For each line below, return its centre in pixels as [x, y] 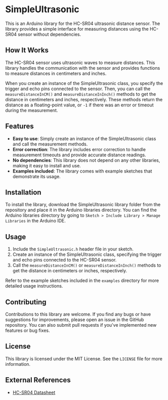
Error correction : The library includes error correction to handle [79, 149]
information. [18, 364]
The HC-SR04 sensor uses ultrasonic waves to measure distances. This [80, 63]
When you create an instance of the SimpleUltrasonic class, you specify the [84, 83]
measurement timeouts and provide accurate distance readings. [79, 155]
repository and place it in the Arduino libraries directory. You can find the [81, 210]
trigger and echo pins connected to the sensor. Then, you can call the [78, 89]
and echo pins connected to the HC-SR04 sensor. [65, 260]
